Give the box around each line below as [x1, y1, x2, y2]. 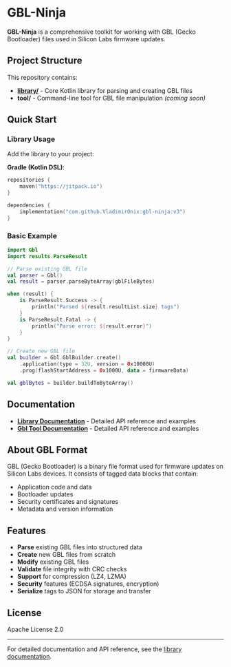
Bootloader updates [16, 490, 74, 498]
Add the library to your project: [7, 150, 94, 158]
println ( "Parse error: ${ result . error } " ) [32, 322, 153, 330]
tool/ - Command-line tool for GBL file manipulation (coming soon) [16, 94, 206, 102]
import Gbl [7, 246, 38, 253]
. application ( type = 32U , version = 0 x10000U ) [19, 361, 155, 368]
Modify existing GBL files [16, 558, 89, 566]
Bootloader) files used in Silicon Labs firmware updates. [7, 34, 166, 43]
